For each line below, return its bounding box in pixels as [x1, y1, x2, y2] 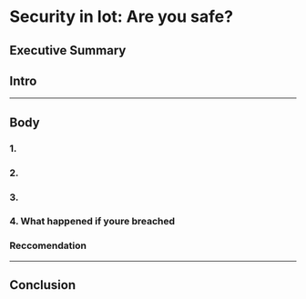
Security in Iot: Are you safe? [9, 6, 234, 27]
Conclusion [9, 277, 76, 293]
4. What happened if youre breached [9, 215, 176, 228]
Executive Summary [9, 43, 127, 58]
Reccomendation [9, 239, 87, 252]
